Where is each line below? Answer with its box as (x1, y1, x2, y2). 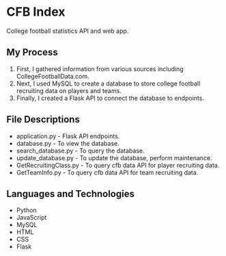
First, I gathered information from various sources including (16, 64, 184, 73)
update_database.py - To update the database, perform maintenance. (16, 153, 212, 162)
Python (16, 206, 37, 214)
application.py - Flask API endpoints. (16, 131, 120, 140)
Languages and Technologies (6, 188, 135, 199)
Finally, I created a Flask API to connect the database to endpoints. (16, 94, 204, 102)
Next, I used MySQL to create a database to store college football (16, 79, 201, 88)
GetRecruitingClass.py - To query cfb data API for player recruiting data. (16, 161, 220, 169)
